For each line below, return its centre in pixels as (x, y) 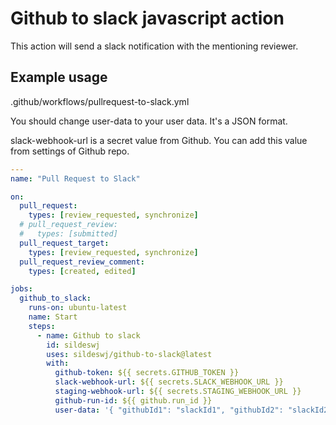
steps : (42, 326)
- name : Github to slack (88, 335)
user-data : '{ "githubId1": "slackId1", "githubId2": (169, 410)
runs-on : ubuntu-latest (78, 308)
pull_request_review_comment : (82, 262)
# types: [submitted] (68, 234)
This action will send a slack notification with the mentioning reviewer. (154, 46)
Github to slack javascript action (147, 18)
